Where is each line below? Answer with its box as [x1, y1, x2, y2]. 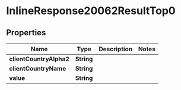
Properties [6, 28, 46, 38]
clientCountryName [9, 65, 66, 72]
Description [99, 45, 132, 53]
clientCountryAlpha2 [9, 55, 70, 63]
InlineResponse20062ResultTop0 [6, 4, 176, 18]
